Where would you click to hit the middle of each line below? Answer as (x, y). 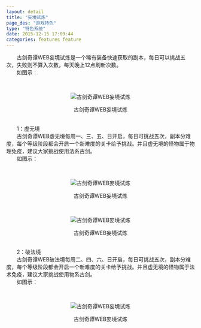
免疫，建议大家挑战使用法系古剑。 (53, 151)
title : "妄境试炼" (28, 17)
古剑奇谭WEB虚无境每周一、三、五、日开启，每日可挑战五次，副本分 (101, 136)
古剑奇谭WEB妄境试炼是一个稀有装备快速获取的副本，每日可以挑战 (98, 57)
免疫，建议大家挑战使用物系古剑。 (53, 274)
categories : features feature (44, 40)
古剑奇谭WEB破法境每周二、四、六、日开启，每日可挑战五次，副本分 (101, 259)
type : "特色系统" (26, 28)
